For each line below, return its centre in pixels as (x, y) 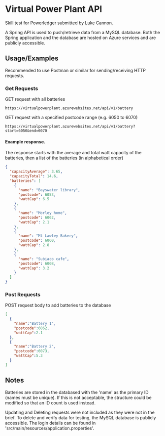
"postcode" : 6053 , (37, 195)
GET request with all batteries (35, 99)
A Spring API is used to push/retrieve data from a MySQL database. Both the (82, 32)
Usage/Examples (32, 59)
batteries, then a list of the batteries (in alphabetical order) (64, 158)
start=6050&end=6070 (26, 131)
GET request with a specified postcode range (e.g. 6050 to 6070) (71, 118)
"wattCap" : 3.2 (34, 268)
